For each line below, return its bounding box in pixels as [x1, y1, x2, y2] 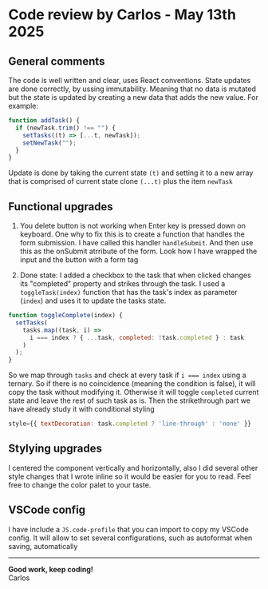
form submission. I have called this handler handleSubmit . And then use [19, 238, 254, 248]
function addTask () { [8, 117, 81, 125]
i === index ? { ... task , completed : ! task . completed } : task [29, 333, 245, 341]
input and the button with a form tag [19, 255, 139, 265]
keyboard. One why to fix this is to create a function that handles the [19, 229, 245, 239]
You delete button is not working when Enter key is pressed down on [19, 221, 246, 231]
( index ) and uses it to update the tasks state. [19, 296, 167, 305]
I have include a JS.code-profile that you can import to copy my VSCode [8, 524, 249, 534]
